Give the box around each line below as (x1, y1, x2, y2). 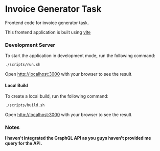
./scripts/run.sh (5, 62, 41, 67)
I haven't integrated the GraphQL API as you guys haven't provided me (5, 135, 151, 141)
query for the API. (5, 140, 43, 146)
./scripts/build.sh (5, 103, 45, 108)
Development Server (5, 41, 55, 48)
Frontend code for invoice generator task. (5, 20, 89, 26)
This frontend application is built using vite (5, 29, 91, 35)
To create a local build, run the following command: (5, 93, 109, 99)
